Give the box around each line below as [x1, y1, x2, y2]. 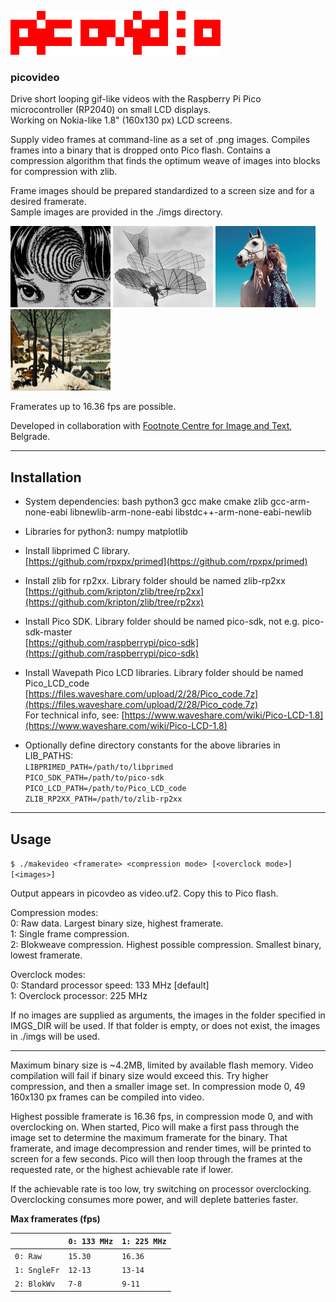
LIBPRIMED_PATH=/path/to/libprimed [24, 762, 174, 773]
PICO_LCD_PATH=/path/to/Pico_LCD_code [24, 784, 187, 794]
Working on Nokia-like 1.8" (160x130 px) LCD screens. [10, 114, 233, 126]
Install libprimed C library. [24, 545, 131, 557]
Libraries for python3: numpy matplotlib [24, 526, 188, 538]
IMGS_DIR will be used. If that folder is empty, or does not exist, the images [10, 1019, 321, 1031]
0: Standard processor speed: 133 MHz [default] [10, 979, 210, 991]
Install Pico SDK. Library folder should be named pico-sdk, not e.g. [24, 616, 300, 628]
